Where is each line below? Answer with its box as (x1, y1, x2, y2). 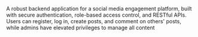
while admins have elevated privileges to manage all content (6, 24, 155, 31)
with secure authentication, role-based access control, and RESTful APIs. (6, 11, 187, 18)
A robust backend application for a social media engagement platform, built (6, 5, 192, 12)
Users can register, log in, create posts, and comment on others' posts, (6, 18, 181, 24)
